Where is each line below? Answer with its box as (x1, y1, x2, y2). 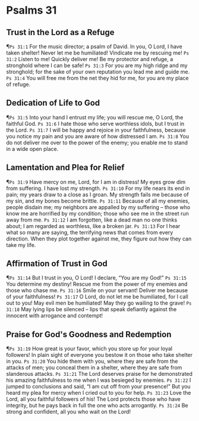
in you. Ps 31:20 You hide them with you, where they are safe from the (6, 357, 178, 365)
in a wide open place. (6, 145, 59, 152)
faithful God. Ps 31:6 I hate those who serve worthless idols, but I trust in (6, 120, 185, 127)
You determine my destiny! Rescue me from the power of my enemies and (6, 280, 188, 288)
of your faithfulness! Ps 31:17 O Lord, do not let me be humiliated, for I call (6, 293, 188, 300)
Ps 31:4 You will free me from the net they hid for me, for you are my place (6, 75, 189, 81)
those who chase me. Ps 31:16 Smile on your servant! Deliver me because (6, 287, 188, 294)
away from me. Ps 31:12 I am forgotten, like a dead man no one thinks (6, 216, 178, 223)
